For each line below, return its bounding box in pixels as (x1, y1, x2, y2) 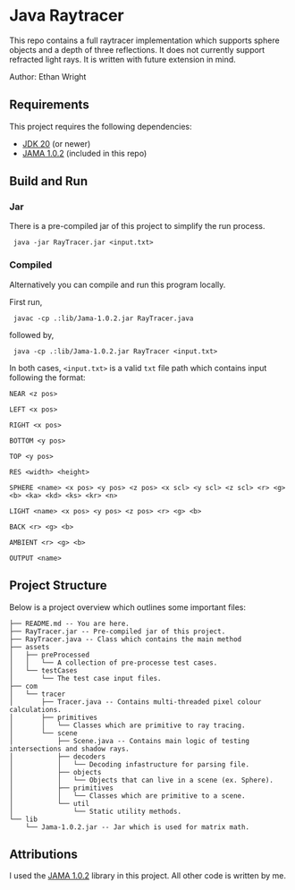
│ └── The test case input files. (9, 674, 163, 682)
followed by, (9, 329, 55, 340)
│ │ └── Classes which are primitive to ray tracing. (9, 721, 246, 730)
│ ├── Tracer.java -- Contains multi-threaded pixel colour (9, 697, 262, 707)
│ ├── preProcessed (9, 650, 90, 659)
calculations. (9, 705, 63, 714)
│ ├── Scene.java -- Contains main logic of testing (9, 736, 250, 745)
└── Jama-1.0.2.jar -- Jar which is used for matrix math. (25, 822, 250, 832)
